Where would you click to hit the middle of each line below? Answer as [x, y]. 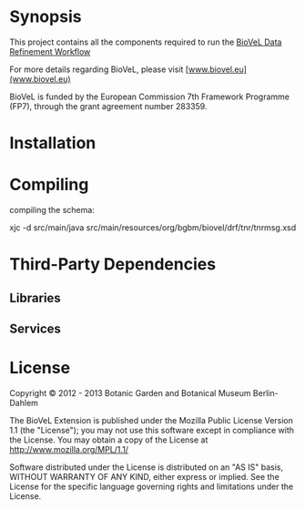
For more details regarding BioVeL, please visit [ [99, 69]
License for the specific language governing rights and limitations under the [152, 486]
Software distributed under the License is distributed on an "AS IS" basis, [147, 467]
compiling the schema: [52, 210]
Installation [53, 143]
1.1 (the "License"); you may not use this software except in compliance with [152, 430]
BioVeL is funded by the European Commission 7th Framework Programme [149, 97]
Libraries [35, 298]
